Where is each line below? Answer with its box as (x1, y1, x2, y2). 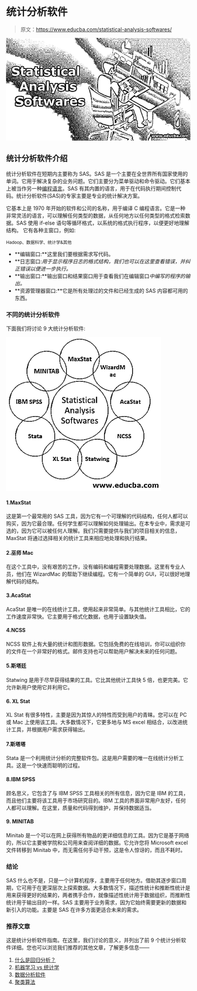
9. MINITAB (6, 818, 34, 825)
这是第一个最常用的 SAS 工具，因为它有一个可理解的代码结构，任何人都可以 (6, 513, 188, 520)
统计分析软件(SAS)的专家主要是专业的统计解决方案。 (16, 192, 143, 199)
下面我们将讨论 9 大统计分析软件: (6, 325, 86, 332)
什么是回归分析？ (14, 956, 56, 963)
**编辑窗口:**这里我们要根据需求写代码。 (14, 250, 114, 257)
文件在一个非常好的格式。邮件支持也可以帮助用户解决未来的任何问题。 (11, 647, 180, 654)
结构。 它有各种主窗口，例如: (6, 226, 76, 233)
